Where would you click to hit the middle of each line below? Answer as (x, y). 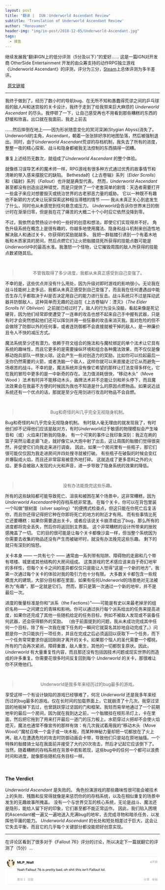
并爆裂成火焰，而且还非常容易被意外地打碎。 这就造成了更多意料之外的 (77, 459)
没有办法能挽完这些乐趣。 (88, 485)
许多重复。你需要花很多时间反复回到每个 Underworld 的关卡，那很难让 (85, 658)
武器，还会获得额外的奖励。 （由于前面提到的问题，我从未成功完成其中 (81, 621)
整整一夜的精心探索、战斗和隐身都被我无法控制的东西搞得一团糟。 (72, 148)
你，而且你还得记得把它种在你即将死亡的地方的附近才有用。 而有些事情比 (79, 514)
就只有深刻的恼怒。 (25, 545)
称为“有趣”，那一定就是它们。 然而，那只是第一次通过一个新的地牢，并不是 (81, 586)
